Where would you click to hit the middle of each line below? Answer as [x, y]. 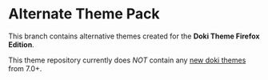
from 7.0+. [25, 68]
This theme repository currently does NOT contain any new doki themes [127, 60]
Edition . [21, 44]
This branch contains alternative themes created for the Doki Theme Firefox [134, 36]
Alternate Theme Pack [84, 14]
